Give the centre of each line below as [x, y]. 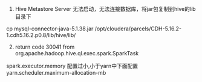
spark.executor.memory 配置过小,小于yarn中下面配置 [72, 66]
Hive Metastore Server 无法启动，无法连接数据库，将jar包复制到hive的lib [105, 9]
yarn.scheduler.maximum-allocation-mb [56, 73]
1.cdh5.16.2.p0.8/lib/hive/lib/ [41, 35]
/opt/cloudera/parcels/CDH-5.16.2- [138, 29]
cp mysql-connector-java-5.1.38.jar [50, 29]
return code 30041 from [45, 47]
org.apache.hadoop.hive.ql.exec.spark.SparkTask [77, 53]
